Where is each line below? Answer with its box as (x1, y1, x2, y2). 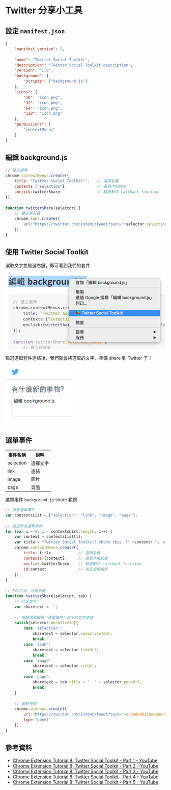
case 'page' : (23, 674, 51, 679)
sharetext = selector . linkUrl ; (32, 647, 99, 652)
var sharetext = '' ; (14, 604, 58, 609)
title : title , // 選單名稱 (23, 551, 101, 556)
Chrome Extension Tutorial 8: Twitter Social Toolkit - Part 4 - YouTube (12, 774, 159, 780)
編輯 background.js (5, 154, 68, 162)
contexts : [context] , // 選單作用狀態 (23, 556, 108, 561)
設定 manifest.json (5, 27, 65, 35)
